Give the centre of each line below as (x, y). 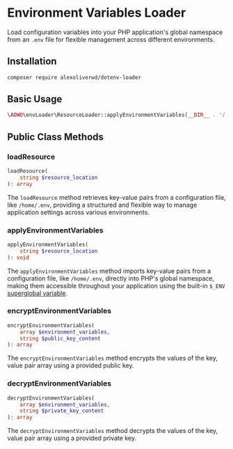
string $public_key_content (60, 338)
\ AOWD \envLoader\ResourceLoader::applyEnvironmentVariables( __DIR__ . (112, 115)
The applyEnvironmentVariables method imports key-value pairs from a (109, 271)
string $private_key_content (62, 411)
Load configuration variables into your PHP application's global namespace (115, 32)
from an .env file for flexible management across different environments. (111, 39)
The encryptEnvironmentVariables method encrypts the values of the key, (112, 358)
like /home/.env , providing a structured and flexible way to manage (102, 205)
